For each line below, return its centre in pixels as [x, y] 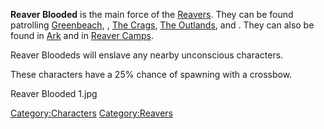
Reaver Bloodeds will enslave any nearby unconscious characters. [147, 55]
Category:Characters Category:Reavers [92, 113]
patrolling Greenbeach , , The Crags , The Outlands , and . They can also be [162, 25]
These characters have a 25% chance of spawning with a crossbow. [151, 74]
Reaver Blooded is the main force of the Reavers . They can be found [152, 14]
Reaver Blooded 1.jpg [54, 93]
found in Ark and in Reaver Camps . [82, 35]
